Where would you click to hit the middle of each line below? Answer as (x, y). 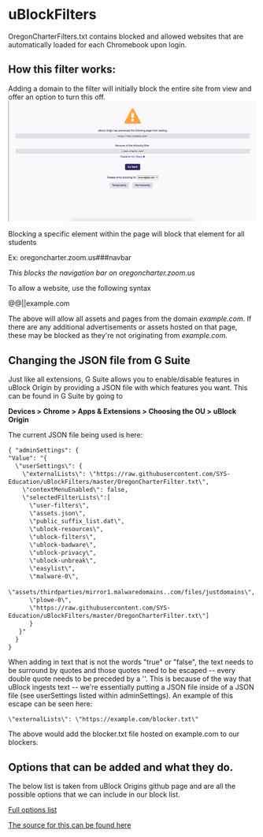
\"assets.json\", (57, 514)
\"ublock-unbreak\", (63, 561)
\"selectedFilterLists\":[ (67, 498)
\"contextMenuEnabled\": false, (75, 490)
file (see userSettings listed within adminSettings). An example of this (121, 696)
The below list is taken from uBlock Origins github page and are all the (122, 786)
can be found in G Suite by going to (66, 396)
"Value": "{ (28, 459)
